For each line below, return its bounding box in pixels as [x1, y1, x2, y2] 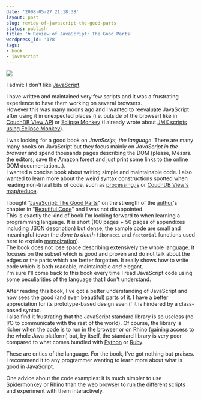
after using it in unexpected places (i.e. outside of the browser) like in [6, 112, 178, 119]
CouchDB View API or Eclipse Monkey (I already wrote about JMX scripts [6, 118, 187, 126]
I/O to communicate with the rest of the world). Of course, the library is [6, 319, 182, 326]
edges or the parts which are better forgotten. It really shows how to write [6, 256, 189, 264]
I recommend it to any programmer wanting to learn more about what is [6, 356, 183, 363]
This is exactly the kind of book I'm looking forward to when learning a [6, 211, 181, 219]
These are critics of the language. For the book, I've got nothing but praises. [6, 350, 195, 357]
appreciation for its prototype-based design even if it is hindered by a [6, 300, 178, 307]
